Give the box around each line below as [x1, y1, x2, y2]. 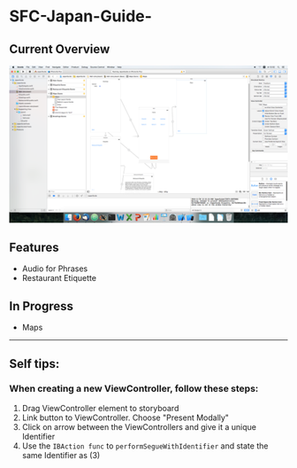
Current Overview [9, 42, 110, 57]
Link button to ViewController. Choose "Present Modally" [21, 412, 230, 423]
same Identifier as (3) [21, 449, 101, 460]
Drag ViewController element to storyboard [21, 402, 179, 413]
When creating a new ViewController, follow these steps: [9, 383, 259, 395]
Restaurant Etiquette [21, 273, 97, 284]
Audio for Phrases [21, 263, 88, 274]
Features [9, 239, 59, 254]
